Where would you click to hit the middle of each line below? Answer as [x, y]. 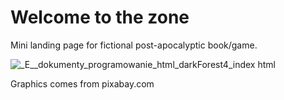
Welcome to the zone [100, 17]
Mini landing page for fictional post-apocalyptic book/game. [134, 45]
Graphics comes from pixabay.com [82, 83]
